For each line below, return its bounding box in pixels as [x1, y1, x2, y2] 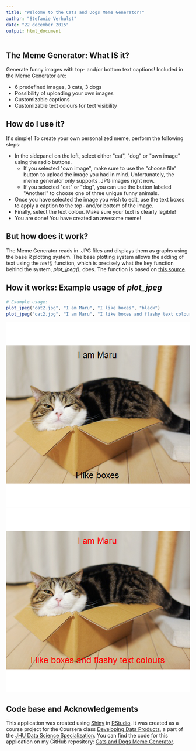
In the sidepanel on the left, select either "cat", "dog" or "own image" [14, 152, 181, 159]
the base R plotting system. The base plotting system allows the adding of [6, 253, 184, 260]
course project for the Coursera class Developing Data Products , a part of [6, 725, 184, 732]
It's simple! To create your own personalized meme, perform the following [6, 135, 184, 142]
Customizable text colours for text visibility [14, 103, 118, 110]
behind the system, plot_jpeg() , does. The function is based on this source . [6, 265, 187, 272]
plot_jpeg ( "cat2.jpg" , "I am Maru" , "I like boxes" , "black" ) [6, 305, 160, 311]
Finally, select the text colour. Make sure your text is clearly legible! [14, 208, 176, 215]
